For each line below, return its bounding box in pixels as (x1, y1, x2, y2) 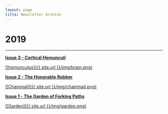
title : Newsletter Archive (5, 12, 61, 17)
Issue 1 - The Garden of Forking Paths (5, 93, 85, 99)
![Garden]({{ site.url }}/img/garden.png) (5, 103, 86, 109)
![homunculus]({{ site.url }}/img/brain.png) (5, 64, 92, 70)
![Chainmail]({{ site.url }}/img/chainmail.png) (5, 83, 97, 90)
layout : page (5, 7, 32, 12)
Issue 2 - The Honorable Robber (5, 74, 73, 80)
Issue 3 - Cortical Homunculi (5, 54, 66, 60)
